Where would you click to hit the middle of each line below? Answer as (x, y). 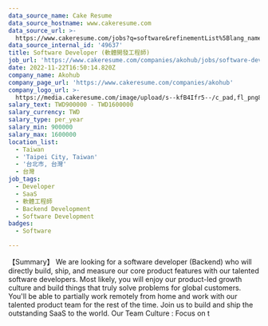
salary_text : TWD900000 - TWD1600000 (71, 105)
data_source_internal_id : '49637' (66, 46)
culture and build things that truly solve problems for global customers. (125, 288)
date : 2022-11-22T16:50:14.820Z (62, 68)
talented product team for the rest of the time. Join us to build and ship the (131, 305)
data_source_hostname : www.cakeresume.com (80, 23)
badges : (21, 224)
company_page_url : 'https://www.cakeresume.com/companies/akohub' (121, 82)
